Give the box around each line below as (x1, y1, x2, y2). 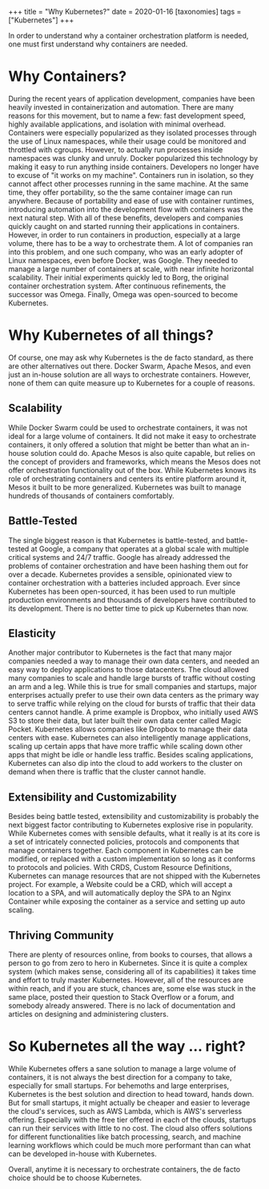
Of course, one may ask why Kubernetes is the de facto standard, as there (8, 353, 254, 362)
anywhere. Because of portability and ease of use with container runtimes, (8, 195, 255, 205)
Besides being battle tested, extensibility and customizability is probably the (8, 812, 259, 821)
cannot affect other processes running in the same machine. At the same (8, 179, 249, 188)
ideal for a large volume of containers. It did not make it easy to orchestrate (8, 431, 257, 441)
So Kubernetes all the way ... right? (8, 1038, 246, 1056)
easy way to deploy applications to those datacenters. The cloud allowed (8, 665, 250, 675)
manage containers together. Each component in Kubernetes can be (8, 845, 234, 856)
